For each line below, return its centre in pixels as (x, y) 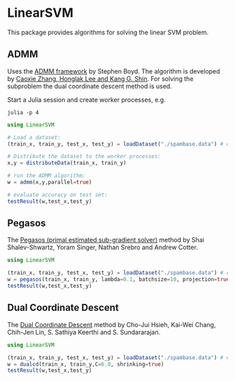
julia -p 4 (23, 112)
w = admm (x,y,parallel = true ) (50, 182)
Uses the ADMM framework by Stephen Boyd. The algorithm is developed (114, 71)
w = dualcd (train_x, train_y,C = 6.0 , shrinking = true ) (86, 364)
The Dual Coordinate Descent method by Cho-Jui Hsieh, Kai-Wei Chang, (112, 324)
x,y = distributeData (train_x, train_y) (67, 163)
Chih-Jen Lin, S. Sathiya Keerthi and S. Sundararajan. (84, 332)
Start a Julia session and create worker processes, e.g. (86, 99)
